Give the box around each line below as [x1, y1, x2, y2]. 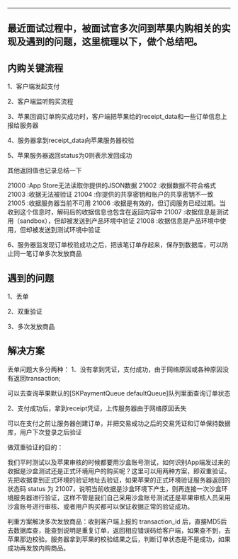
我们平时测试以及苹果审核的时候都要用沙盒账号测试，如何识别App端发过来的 [7, 458, 230, 466]
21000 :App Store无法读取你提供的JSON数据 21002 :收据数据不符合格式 [7, 181, 217, 190]
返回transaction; [13, 374, 62, 382]
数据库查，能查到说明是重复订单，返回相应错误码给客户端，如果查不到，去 [13, 526, 231, 534]
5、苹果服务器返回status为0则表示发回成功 [7, 151, 132, 160]
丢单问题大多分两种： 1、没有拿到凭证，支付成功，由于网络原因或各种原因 [7, 365, 223, 374]
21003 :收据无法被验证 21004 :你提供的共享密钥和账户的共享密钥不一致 [7, 190, 214, 199]
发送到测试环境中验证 [38, 226, 101, 234]
